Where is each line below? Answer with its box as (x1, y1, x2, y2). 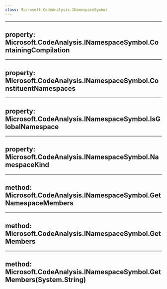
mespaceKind (5, 160, 50, 169)
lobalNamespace (5, 123, 59, 131)
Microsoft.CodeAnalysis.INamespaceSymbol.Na (5, 153, 159, 161)
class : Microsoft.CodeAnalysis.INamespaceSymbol (5, 7, 108, 12)
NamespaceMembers (5, 199, 74, 207)
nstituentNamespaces (5, 84, 76, 93)
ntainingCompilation (5, 46, 70, 55)
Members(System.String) (5, 275, 86, 284)
